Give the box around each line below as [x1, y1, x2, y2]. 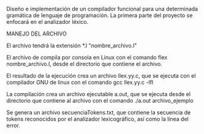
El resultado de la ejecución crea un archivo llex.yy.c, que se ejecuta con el [6, 72, 196, 79]
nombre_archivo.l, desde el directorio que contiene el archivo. [6, 61, 162, 67]
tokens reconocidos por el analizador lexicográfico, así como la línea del [6, 116, 189, 122]
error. [6, 122, 20, 129]
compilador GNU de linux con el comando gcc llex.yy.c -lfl [6, 79, 154, 86]
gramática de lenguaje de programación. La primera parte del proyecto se [6, 12, 193, 19]
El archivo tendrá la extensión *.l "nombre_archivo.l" [6, 42, 137, 49]
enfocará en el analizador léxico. [6, 18, 89, 25]
